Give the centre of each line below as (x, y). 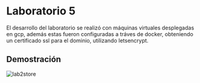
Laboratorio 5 (41, 11)
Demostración (34, 59)
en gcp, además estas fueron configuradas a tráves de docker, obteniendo (100, 34)
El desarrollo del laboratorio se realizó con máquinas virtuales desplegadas (100, 28)
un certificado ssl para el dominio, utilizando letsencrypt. (78, 40)
